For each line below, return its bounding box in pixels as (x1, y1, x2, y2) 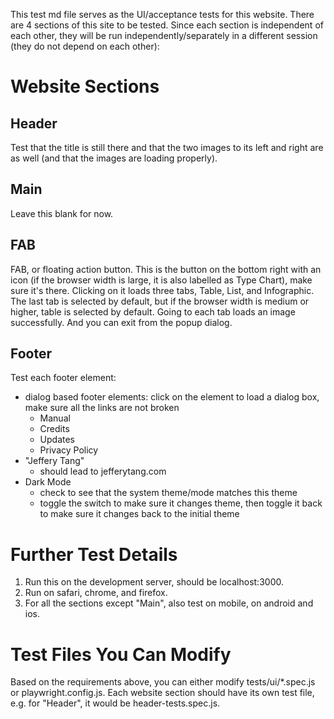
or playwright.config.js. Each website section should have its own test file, (10, 687, 315, 699)
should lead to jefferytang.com (39, 465, 167, 478)
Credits (39, 423, 70, 435)
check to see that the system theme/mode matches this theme (39, 487, 298, 499)
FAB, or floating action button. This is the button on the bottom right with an (10, 263, 322, 275)
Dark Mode (24, 476, 72, 488)
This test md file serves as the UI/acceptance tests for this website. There (10, 9, 315, 20)
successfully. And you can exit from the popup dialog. (10, 316, 233, 328)
